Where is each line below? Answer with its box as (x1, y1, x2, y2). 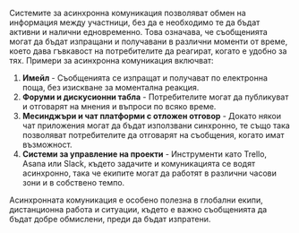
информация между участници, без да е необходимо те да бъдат (9, 17, 261, 28)
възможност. (21, 139, 73, 150)
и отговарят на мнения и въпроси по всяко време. (21, 101, 217, 111)
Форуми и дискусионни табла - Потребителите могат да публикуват (21, 91, 289, 102)
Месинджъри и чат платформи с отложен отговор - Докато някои (21, 111, 282, 121)
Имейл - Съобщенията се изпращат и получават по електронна (21, 73, 269, 83)
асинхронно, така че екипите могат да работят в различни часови (21, 168, 278, 178)
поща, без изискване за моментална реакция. (21, 82, 200, 92)
